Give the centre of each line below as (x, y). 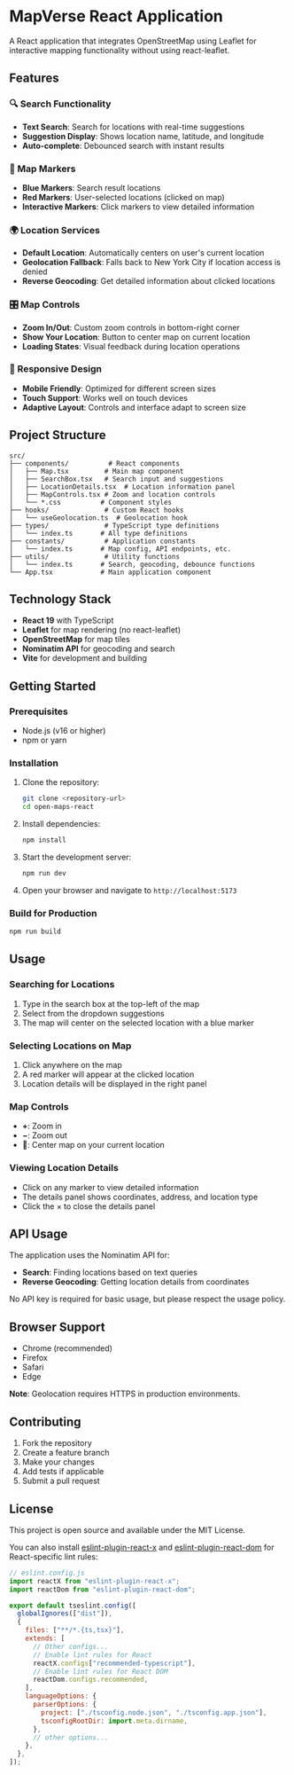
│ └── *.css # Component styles (91, 502)
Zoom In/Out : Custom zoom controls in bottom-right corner (131, 327)
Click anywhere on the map (72, 1065)
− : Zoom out (45, 1135)
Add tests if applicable (63, 1472)
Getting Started (53, 686)
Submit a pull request (61, 1481)
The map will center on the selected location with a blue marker (138, 1023)
